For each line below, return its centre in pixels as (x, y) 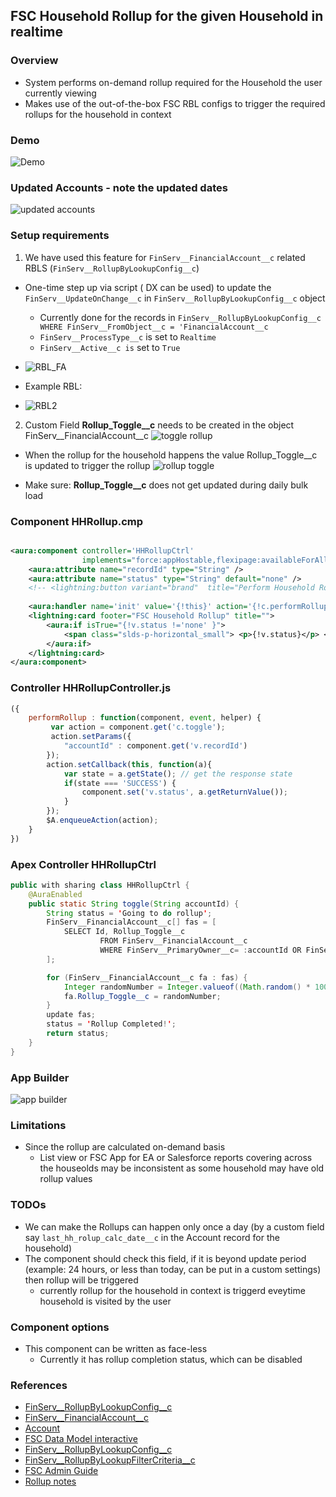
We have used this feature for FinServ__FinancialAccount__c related (165, 257)
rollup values (66, 1179)
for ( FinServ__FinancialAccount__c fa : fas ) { (147, 977)
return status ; (78, 1034)
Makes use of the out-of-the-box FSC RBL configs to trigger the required (175, 103)
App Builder (40, 1077)
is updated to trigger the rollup (87, 465)
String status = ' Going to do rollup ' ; (129, 913)
